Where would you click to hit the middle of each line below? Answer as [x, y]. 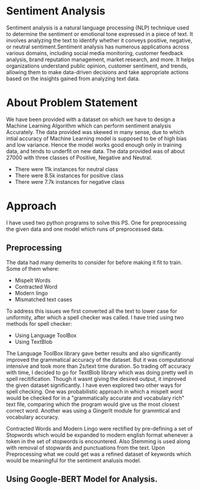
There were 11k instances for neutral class [66, 169]
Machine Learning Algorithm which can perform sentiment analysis [89, 125]
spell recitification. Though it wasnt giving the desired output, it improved [96, 379]
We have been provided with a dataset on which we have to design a [91, 119]
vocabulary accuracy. [33, 417]
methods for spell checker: [39, 323]
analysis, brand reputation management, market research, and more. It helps [100, 59]
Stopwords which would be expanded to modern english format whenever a [99, 435]
